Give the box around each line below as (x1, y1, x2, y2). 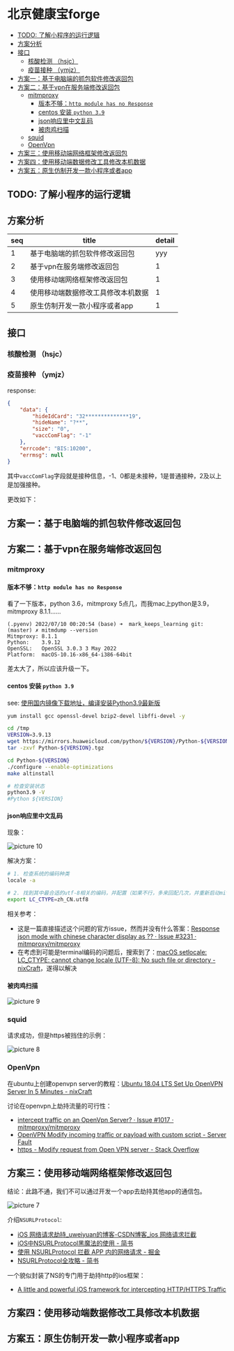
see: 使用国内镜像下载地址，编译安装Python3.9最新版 (7, 699, 161, 707)
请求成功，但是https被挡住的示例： (7, 1031, 108, 1039)
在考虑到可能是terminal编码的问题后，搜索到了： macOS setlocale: (17, 947, 208, 956)
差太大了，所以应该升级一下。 (7, 664, 93, 673)
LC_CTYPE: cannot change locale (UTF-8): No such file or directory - (17, 956, 216, 964)
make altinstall (7, 770, 54, 777)
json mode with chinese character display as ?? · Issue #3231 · (17, 932, 197, 940)
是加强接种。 (7, 480, 44, 489)
